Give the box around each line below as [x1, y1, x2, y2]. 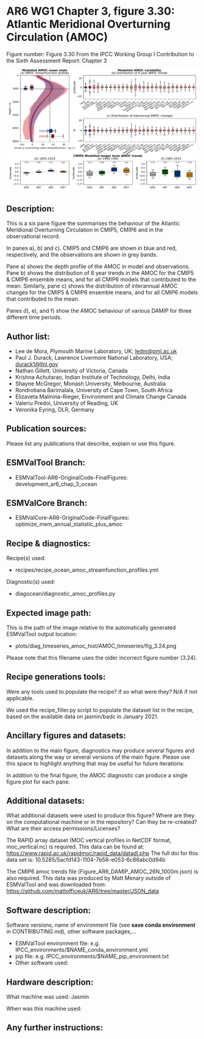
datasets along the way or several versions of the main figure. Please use [6, 753, 191, 760]
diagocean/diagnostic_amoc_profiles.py [15, 590, 116, 597]
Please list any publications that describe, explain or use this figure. [6, 440, 175, 447]
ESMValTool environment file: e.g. [15, 939, 100, 947]
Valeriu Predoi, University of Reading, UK [15, 399, 119, 407]
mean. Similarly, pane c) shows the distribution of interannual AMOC [6, 282, 178, 290]
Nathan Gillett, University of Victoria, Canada [15, 366, 128, 374]
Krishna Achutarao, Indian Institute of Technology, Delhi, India [15, 373, 171, 381]
